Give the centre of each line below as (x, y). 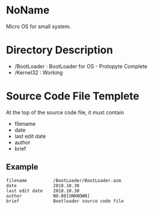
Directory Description (60, 50)
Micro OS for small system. (39, 26)
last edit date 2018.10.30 (43, 191)
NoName (28, 10)
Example (22, 167)
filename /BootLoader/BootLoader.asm (64, 180)
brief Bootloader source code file (65, 201)
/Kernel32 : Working (39, 72)
